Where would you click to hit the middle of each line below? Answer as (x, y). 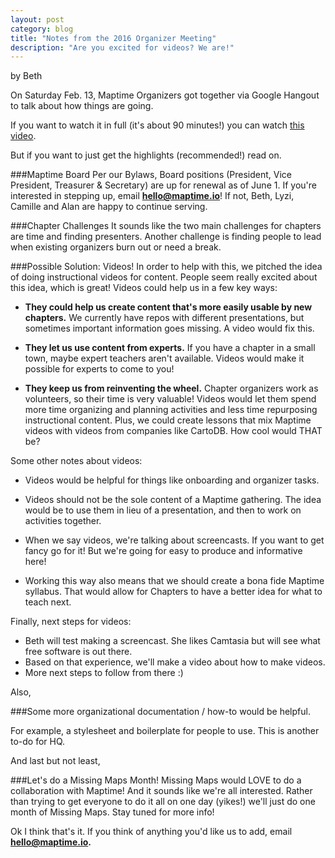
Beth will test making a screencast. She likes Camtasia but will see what (172, 641)
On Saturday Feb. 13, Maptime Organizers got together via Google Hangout (165, 95)
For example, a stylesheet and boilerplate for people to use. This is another (165, 731)
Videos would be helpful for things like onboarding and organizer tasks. (172, 480)
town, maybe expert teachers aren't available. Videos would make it (164, 358)
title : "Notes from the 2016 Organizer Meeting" (113, 38)
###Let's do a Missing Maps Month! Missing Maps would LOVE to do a (156, 780)
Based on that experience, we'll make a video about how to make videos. (175, 662)
